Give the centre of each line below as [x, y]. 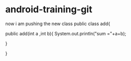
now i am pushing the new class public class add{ [58, 24]
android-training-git [49, 9]
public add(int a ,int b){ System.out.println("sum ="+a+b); [66, 33]
